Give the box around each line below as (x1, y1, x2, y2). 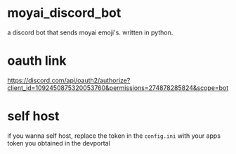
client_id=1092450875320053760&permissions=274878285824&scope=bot (7, 83, 229, 92)
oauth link (7, 53, 67, 69)
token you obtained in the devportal (7, 139, 110, 147)
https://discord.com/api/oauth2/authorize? (7, 76, 131, 84)
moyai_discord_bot (7, 5, 122, 21)
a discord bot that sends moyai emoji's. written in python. (7, 28, 173, 37)
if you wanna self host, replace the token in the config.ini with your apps (7, 131, 221, 140)
